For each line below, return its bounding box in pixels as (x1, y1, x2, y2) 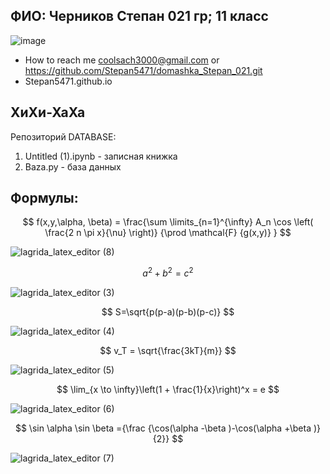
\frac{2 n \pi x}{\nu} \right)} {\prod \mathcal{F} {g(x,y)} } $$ (44, 227, 292, 239)
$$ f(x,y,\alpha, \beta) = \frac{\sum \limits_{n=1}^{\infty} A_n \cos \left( (22, 216, 314, 228)
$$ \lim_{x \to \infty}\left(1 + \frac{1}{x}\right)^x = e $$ (56, 384, 280, 396)
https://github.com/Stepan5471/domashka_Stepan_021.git (24, 64, 263, 76)
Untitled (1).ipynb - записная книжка (24, 150, 178, 162)
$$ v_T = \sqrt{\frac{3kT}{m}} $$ (99, 345, 237, 357)
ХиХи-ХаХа (10, 104, 86, 121)
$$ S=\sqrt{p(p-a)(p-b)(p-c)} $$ (101, 306, 235, 318)
